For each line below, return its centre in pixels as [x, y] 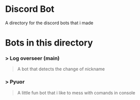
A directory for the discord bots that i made [49, 23]
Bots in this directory [49, 43]
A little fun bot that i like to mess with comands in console [76, 93]
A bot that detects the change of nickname [61, 69]
